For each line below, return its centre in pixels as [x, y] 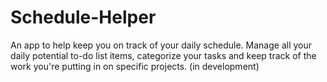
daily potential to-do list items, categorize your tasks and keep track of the [163, 55]
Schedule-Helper [83, 17]
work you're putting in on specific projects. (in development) [135, 66]
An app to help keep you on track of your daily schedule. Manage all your [161, 45]
